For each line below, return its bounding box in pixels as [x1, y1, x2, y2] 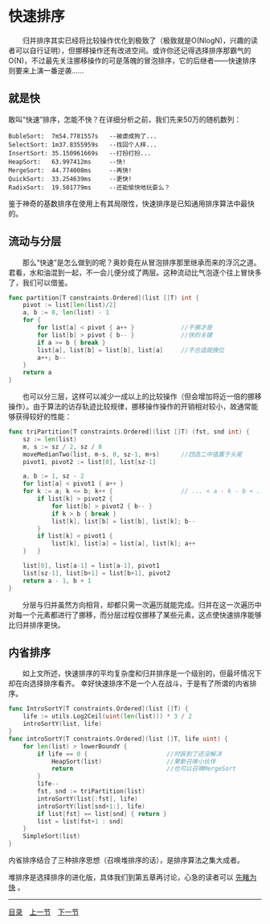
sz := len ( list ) [22, 435, 78, 443]
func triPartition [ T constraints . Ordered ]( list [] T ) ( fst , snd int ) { [8, 428, 250, 436]
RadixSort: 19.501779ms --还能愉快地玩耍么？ [8, 183, 170, 192]
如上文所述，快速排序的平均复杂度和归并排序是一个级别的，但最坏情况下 [22, 669, 262, 678]
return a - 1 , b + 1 [22, 577, 92, 585]
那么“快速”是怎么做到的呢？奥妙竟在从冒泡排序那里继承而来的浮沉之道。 [22, 257, 261, 267]
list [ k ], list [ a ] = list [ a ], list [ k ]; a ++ [51, 540, 196, 548]
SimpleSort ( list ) [22, 832, 81, 840]
